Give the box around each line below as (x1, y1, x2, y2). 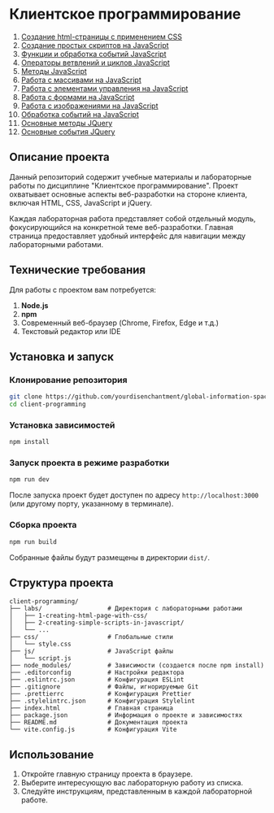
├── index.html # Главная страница (9, 704, 174, 712)
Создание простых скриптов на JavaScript (20, 40, 169, 50)
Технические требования (9, 263, 146, 277)
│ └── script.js (9, 654, 72, 663)
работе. (20, 795, 48, 805)
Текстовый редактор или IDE (20, 326, 121, 336)
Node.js (20, 300, 49, 310)
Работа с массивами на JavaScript (20, 75, 141, 85)
